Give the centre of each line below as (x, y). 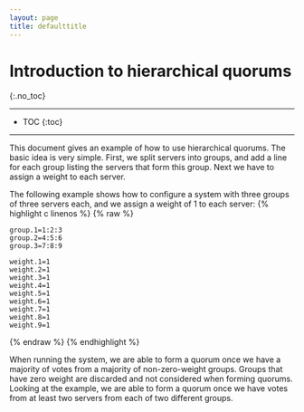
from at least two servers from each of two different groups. (121, 398)
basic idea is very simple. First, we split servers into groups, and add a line (148, 158)
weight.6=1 (30, 302)
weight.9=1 (30, 326)
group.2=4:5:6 (36, 238)
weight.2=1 (30, 270)
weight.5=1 (30, 294)
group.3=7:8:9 (36, 246)
